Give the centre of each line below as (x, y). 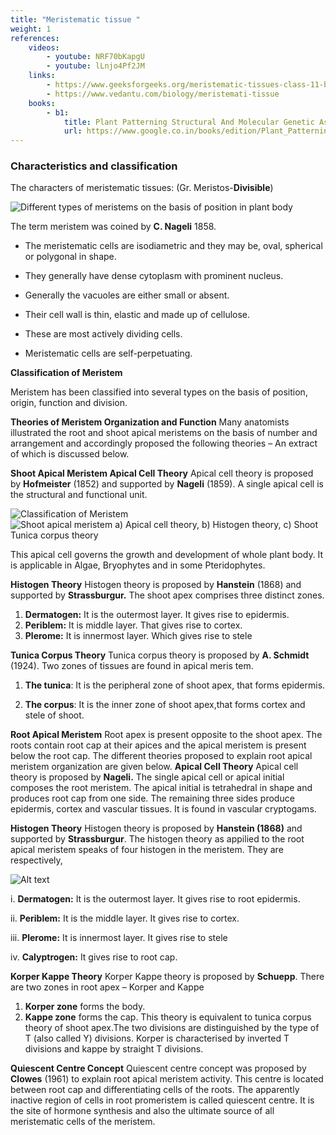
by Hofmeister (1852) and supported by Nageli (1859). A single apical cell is (167, 484)
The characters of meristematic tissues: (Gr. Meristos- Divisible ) (142, 188)
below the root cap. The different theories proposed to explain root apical (161, 756)
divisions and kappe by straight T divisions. (114, 1049)
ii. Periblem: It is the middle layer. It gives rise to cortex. (125, 918)
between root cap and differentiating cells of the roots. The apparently (155, 1090)
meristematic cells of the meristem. (83, 1122)
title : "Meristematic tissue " (75, 19)
